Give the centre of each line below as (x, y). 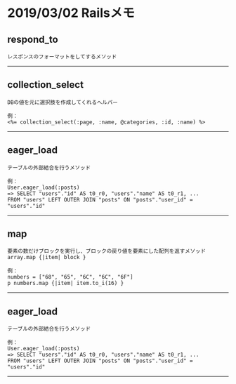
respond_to (33, 39)
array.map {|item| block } (47, 258)
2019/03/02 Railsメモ (71, 13)
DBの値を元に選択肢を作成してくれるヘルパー (63, 102)
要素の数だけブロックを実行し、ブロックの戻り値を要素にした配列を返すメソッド (106, 251)
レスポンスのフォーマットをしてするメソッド (62, 57)
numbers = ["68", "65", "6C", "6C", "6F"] (70, 277)
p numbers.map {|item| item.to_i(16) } (66, 284)
